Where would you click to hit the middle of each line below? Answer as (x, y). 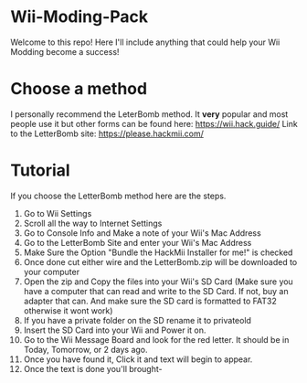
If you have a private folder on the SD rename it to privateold (138, 320)
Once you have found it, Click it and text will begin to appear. (138, 359)
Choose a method (79, 89)
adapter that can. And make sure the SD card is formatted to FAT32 (150, 301)
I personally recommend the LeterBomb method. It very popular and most (149, 114)
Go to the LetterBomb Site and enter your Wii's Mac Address (138, 242)
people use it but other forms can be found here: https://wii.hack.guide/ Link (154, 123)
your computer (52, 271)
